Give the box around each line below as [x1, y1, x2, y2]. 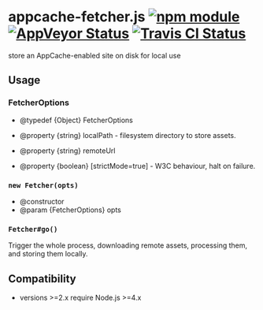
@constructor [19, 196, 65, 206]
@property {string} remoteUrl [19, 146, 116, 155]
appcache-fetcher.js [8, 8, 146, 26]
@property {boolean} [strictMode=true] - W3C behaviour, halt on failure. [19, 161, 256, 170]
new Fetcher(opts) [8, 181, 79, 189]
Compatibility [8, 272, 76, 286]
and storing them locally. [8, 249, 88, 259]
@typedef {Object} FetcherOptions [19, 115, 134, 125]
